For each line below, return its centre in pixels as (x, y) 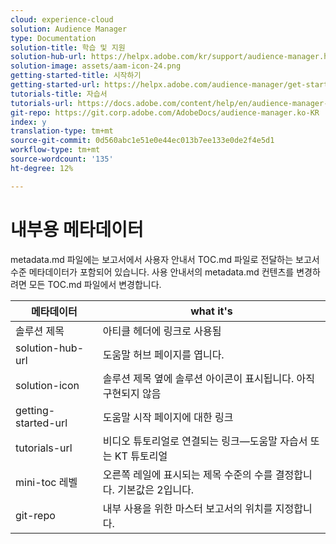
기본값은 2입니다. (156, 489)
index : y (28, 122)
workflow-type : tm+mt (55, 150)
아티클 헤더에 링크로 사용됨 (162, 331)
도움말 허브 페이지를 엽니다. (163, 354)
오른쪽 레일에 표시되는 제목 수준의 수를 (187, 474)
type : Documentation (53, 38)
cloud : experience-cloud (62, 19)
